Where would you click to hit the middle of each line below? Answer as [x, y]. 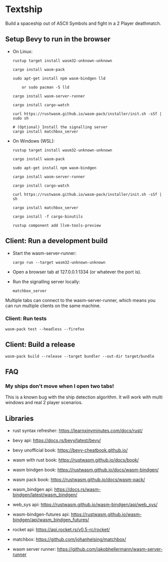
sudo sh [20, 118]
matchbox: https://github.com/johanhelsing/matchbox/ [69, 539]
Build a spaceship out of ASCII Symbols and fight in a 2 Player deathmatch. [83, 23]
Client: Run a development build [57, 241]
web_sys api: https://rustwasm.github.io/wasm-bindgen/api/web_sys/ [85, 505]
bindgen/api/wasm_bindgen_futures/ [51, 520]
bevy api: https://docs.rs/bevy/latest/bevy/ [57, 441]
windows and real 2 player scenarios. [44, 403]
